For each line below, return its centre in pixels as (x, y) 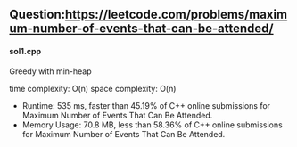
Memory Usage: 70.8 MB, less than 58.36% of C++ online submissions (152, 125)
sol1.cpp (25, 51)
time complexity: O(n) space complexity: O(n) (93, 88)
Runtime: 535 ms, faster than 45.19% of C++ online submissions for (146, 105)
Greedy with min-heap (50, 71)
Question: (37, 15)
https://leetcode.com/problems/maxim (177, 15)
